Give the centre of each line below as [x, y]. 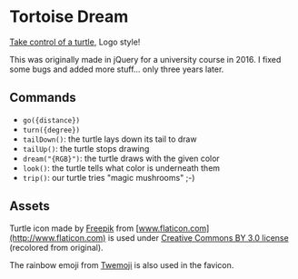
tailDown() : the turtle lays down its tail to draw [109, 139]
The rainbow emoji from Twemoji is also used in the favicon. [122, 264]
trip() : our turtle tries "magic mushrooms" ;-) [109, 177]
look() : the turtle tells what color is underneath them [121, 168]
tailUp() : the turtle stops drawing [86, 148]
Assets [30, 206]
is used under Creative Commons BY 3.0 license [198, 237]
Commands [43, 98]
